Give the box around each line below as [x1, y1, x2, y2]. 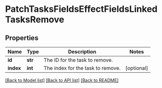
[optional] [125, 65, 149, 71]
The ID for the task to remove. [44, 57, 113, 63]
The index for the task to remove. [44, 65, 121, 71]
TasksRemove [5, 14, 64, 25]
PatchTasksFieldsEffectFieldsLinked [5, 3, 158, 15]
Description [68, 48, 97, 55]
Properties [5, 34, 39, 42]
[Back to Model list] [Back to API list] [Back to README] [5, 78, 119, 83]
